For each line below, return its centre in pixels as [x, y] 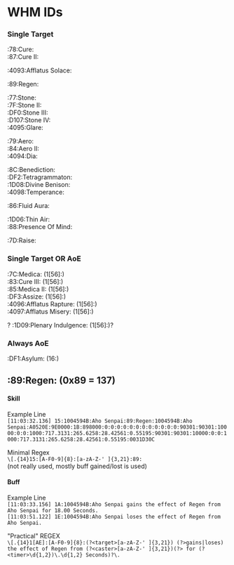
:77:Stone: [22, 98]
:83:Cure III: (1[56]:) [35, 281]
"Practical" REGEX [34, 535]
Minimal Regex [29, 452]
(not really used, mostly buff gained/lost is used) [77, 466]
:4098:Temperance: [36, 192]
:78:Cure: [21, 49]
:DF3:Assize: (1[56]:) [37, 297]
